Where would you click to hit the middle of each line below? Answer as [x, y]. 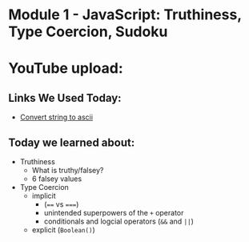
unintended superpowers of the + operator [114, 213]
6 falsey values [57, 179]
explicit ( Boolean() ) [63, 230]
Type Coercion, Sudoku [88, 32]
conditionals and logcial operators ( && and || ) [118, 221]
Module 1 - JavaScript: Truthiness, [125, 15]
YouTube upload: [66, 69]
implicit [44, 196]
